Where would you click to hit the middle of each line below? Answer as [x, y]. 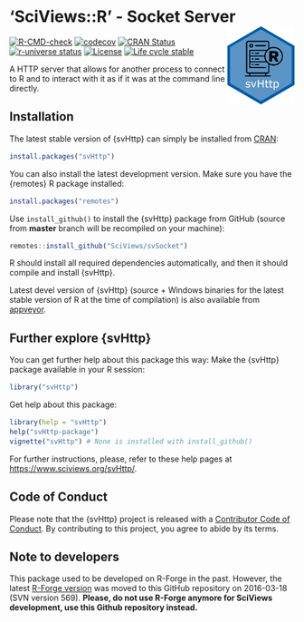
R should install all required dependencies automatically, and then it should [149, 263]
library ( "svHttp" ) [44, 387]
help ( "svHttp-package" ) [54, 432]
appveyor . [28, 309]
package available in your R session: [77, 370]
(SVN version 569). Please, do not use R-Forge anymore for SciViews [141, 598]
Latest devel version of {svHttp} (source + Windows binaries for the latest [147, 290]
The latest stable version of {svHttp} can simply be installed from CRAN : [144, 139]
